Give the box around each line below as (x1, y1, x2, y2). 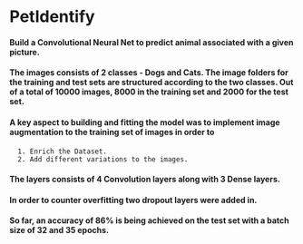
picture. (9, 46, 41, 57)
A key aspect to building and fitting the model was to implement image (9, 116, 280, 128)
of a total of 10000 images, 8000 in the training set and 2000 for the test (9, 86, 288, 97)
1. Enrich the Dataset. (17, 147, 107, 156)
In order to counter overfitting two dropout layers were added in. (9, 194, 258, 205)
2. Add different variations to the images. (17, 154, 189, 164)
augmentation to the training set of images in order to (9, 126, 215, 137)
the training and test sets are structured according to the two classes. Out (9, 77, 294, 88)
